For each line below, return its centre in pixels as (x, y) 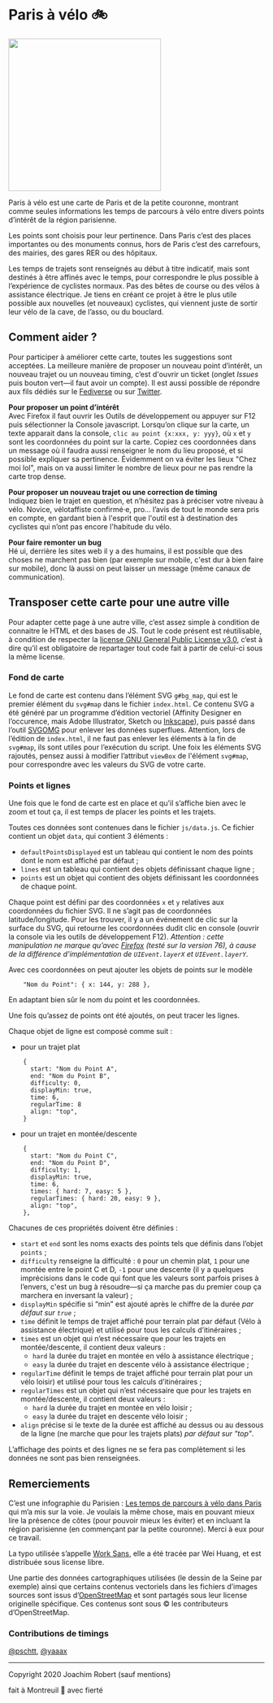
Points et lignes (39, 785)
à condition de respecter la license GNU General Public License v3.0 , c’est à (135, 639)
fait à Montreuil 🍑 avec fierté (56, 1690)
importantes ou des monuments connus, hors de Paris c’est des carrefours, (135, 244)
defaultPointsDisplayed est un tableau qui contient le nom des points (136, 852)
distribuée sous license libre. (56, 1562)
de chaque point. (48, 887)
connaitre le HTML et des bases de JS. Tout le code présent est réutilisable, (135, 631)
